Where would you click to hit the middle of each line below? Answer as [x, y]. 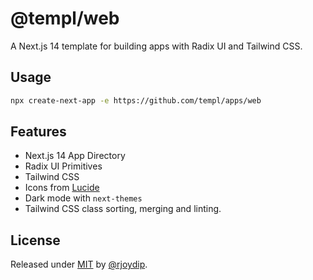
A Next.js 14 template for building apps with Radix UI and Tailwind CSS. [156, 46]
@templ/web [65, 18]
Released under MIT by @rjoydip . [79, 264]
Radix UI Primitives [63, 166]
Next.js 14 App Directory [75, 156]
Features [38, 132]
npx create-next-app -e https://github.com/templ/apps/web [136, 100]
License [35, 240]
